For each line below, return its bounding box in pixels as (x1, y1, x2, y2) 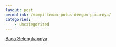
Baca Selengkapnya (5, 36, 48, 42)
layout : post (5, 7, 33, 13)
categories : (5, 17, 31, 22)
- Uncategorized (14, 21, 50, 27)
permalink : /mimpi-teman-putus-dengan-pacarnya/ (5, 12, 111, 17)
